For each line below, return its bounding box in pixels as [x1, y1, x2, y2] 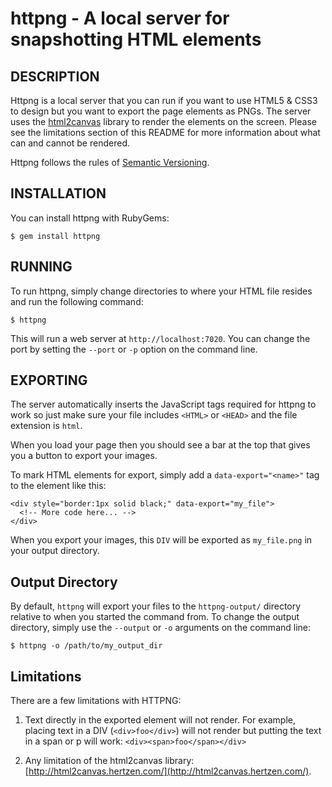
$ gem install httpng [10, 231, 101, 241]
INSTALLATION [10, 185, 107, 202]
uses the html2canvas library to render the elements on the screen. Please [10, 116, 317, 127]
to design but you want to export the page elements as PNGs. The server [10, 105, 312, 117]
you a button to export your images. [10, 450, 158, 462]
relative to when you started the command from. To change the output [10, 611, 300, 623]
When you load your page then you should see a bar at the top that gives [10, 439, 311, 451]
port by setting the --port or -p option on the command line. [10, 343, 258, 355]
